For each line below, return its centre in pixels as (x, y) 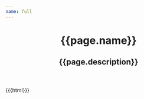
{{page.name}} (99, 40)
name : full (19, 11)
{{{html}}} (18, 90)
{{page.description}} (99, 62)
